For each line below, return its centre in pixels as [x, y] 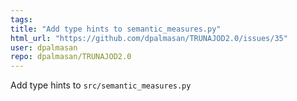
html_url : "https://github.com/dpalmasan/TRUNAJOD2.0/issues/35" [149, 38]
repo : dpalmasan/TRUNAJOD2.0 [71, 57]
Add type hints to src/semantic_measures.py [101, 85]
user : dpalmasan [44, 47]
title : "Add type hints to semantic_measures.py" [116, 29]
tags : [21, 19]
